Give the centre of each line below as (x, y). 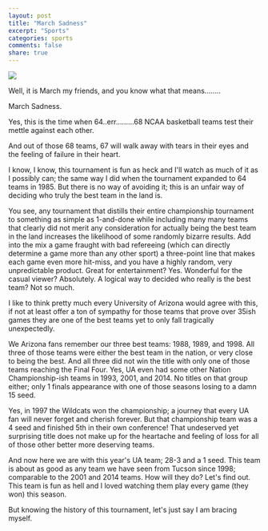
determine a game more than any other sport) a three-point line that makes (132, 253)
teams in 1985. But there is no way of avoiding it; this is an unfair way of (126, 187)
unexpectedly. (32, 328)
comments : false (35, 46)
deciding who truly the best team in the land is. (86, 195)
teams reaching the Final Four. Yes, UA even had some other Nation (120, 370)
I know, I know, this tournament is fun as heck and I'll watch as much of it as (133, 170)
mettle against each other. (51, 130)
